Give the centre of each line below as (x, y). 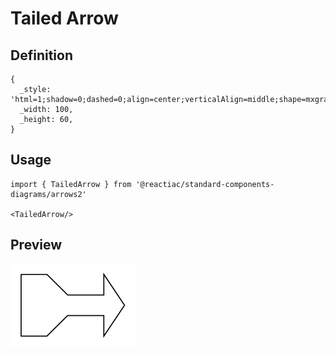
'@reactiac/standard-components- (205, 184)
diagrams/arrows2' (48, 194)
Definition (41, 55)
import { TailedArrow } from (71, 184)
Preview (36, 245)
